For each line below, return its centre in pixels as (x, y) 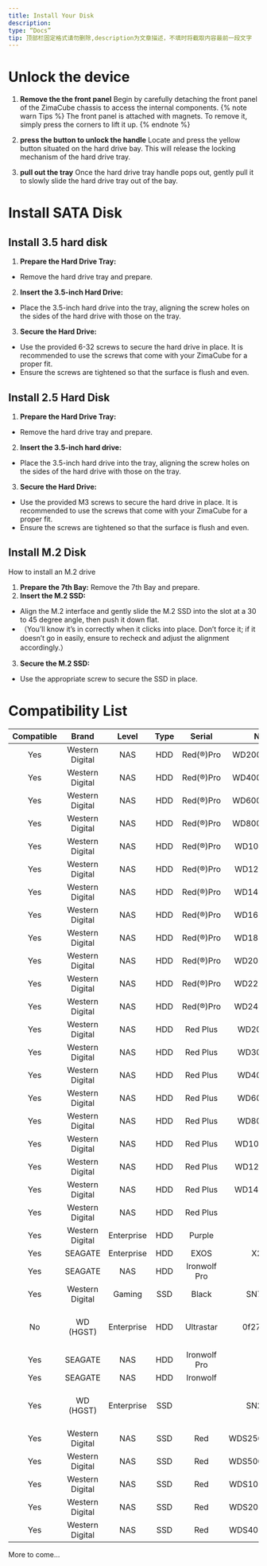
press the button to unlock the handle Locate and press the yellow (130, 140)
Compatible (35, 736)
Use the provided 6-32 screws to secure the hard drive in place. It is (132, 347)
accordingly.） (43, 647)
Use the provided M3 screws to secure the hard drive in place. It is (129, 502)
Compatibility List (68, 711)
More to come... (34, 1554)
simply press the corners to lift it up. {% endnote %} (105, 125)
